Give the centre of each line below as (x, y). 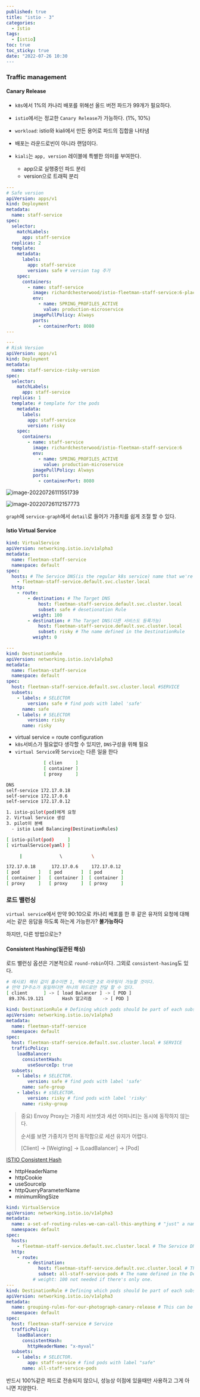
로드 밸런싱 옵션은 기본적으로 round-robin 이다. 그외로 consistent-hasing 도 (94, 963)
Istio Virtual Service (31, 530)
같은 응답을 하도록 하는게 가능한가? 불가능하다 (70, 921)
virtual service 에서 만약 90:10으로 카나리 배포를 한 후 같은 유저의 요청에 (92, 914)
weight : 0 (45, 637)
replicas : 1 (26, 398)
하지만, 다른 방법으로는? (34, 934)
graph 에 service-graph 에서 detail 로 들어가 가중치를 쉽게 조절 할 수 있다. (91, 516)
